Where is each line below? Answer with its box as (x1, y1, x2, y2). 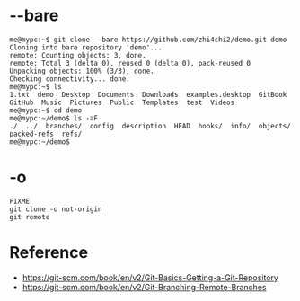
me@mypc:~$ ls (9, 82, 63, 91)
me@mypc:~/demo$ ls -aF (9, 113, 99, 122)
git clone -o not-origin (9, 204, 102, 214)
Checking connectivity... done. (9, 74, 130, 84)
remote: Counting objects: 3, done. (9, 50, 146, 59)
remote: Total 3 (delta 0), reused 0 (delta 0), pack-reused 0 (9, 58, 251, 67)
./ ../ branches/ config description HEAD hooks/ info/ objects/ (9, 121, 292, 130)
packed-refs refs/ (9, 129, 83, 138)
